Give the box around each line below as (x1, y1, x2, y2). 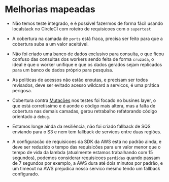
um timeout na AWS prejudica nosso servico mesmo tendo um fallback (12, 165, 160, 171)
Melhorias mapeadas (5, 4, 95, 15)
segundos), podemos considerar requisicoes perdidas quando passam (12, 155, 160, 161)
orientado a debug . (12, 113, 50, 120)
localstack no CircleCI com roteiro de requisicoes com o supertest (12, 25, 151, 31)
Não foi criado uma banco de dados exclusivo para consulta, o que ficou (12, 51, 164, 57)
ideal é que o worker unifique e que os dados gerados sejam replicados (12, 61, 162, 67)
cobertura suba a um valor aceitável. (12, 41, 89, 47)
